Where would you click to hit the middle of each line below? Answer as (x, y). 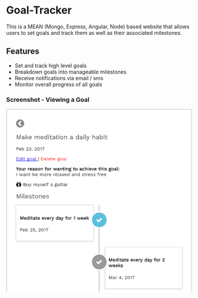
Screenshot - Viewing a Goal (48, 100)
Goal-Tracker (39, 10)
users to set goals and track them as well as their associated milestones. (94, 32)
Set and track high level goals (51, 65)
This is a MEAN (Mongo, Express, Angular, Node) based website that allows (98, 27)
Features (23, 52)
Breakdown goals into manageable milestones (70, 72)
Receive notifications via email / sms (59, 78)
